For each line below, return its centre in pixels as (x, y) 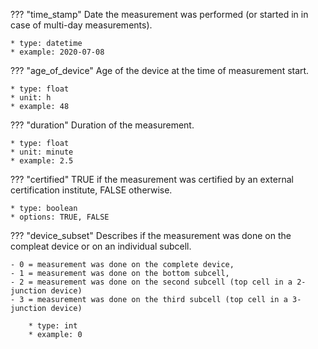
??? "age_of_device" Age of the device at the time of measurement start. (160, 70)
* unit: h (31, 98)
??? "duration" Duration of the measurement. (102, 125)
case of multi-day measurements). (81, 25)
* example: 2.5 (42, 161)
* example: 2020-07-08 (57, 52)
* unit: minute (42, 152)
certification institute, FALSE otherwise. (91, 190)
